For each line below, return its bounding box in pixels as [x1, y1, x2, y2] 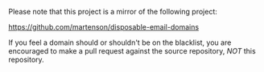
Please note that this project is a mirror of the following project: [8, 7, 217, 16]
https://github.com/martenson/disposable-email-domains [8, 22, 200, 31]
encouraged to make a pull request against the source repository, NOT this [8, 46, 256, 55]
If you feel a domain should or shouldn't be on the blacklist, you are [8, 38, 232, 47]
